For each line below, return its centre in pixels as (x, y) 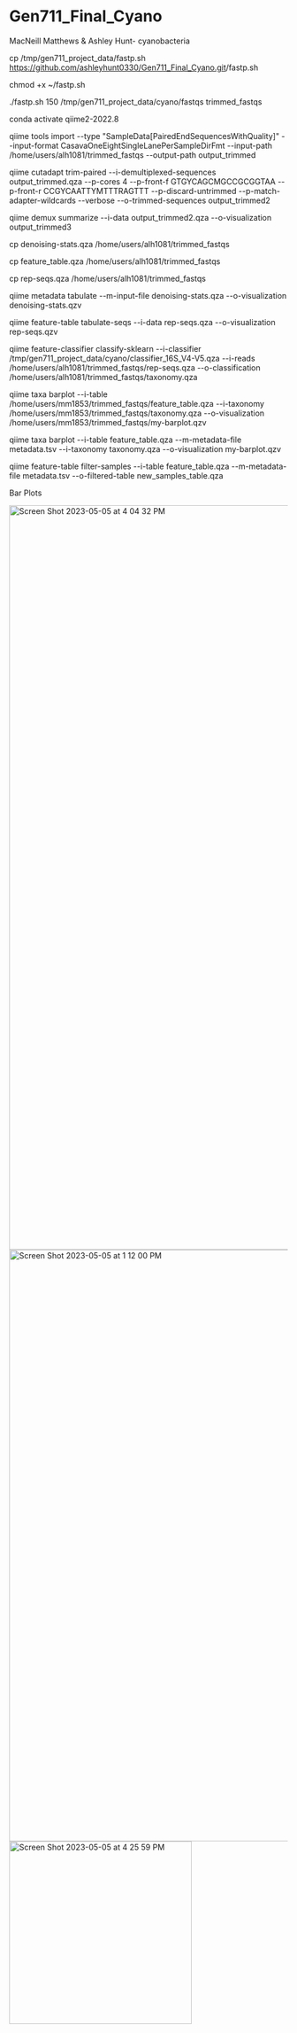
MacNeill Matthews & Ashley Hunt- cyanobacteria (99, 41)
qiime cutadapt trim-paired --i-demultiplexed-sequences (113, 172)
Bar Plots (26, 493)
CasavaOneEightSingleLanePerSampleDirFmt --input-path (166, 145)
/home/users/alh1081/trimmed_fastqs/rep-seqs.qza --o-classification (135, 367)
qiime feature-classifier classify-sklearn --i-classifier (105, 348)
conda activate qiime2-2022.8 (64, 119)
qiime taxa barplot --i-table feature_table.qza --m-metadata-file (126, 440)
